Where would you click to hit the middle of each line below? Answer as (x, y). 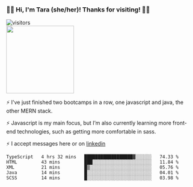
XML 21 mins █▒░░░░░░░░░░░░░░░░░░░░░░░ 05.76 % (93, 168)
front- (180, 123)
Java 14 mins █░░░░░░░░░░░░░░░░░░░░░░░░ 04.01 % (93, 173)
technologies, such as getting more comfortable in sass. (87, 132)
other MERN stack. (29, 111)
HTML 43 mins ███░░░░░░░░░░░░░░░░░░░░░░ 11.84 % (93, 162)
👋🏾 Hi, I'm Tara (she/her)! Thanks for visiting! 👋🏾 (78, 10)
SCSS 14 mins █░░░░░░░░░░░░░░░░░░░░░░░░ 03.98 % (93, 178)
